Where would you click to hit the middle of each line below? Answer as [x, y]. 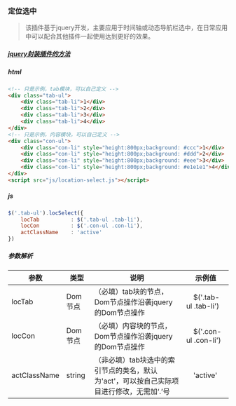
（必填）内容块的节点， [133, 326]
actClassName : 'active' [61, 233]
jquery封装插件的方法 [39, 53]
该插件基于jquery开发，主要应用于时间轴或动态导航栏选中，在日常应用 [126, 28]
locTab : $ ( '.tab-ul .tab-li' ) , [82, 219]
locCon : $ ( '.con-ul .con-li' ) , [82, 226]
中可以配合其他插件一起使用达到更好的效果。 [90, 36]
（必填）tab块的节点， [131, 292]
